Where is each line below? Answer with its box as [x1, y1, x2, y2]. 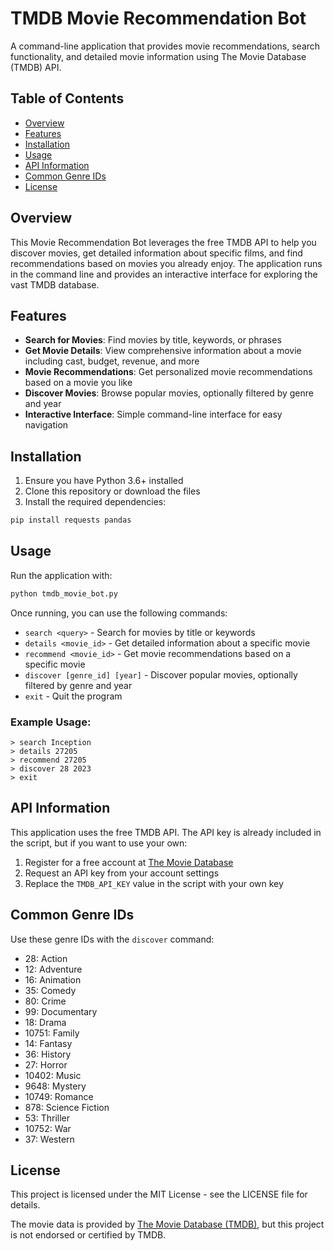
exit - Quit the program [24, 690, 123, 702]
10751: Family [24, 1027, 80, 1039]
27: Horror [24, 1058, 68, 1071]
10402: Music [24, 1069, 82, 1081]
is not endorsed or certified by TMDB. [10, 1229, 167, 1241]
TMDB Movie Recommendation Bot [10, 7, 307, 30]
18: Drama [24, 1016, 67, 1028]
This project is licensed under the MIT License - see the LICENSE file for [10, 1188, 308, 1201]
